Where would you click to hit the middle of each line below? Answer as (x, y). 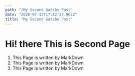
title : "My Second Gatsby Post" (39, 19)
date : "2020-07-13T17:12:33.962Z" (41, 14)
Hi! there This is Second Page (68, 44)
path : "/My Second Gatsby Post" (39, 10)
